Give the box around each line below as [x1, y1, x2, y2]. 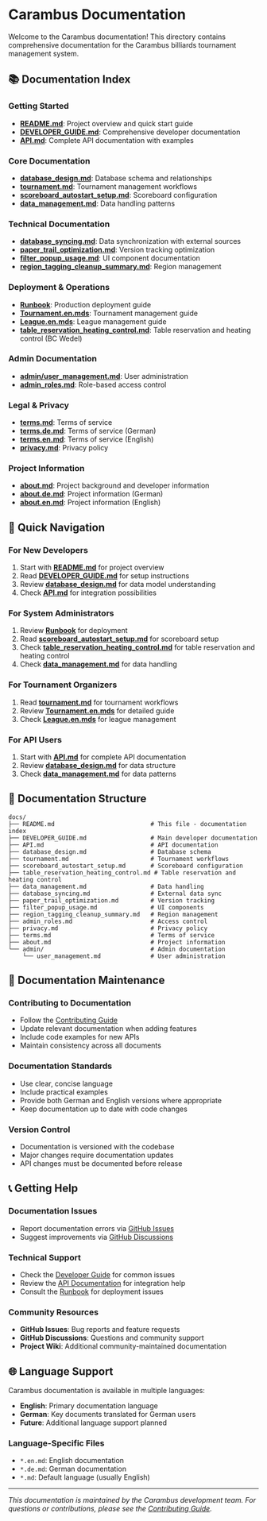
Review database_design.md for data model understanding [19, 580, 216, 589]
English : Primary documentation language [19, 1401, 159, 1411]
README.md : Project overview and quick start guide [19, 118, 193, 128]
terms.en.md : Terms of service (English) [19, 434, 154, 444]
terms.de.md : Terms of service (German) [19, 427, 157, 436]
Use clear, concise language [19, 1079, 114, 1088]
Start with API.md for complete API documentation [19, 752, 187, 762]
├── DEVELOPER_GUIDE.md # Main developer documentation [8, 834, 258, 842]
